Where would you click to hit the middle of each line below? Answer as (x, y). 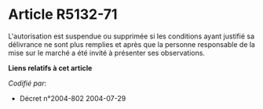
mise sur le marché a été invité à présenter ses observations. (107, 53)
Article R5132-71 (63, 15)
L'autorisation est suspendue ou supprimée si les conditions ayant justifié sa (131, 36)
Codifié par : (27, 83)
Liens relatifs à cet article (50, 67)
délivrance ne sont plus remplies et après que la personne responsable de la (131, 44)
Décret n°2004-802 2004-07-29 (73, 98)
